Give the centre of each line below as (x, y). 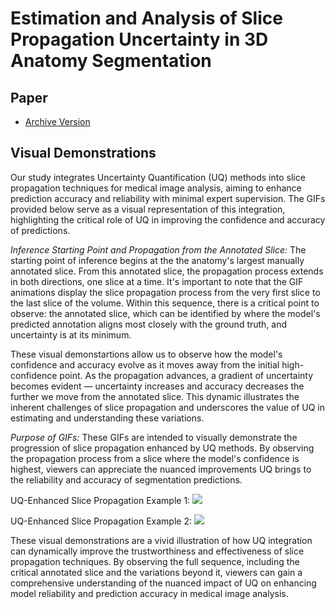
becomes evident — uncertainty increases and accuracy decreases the (157, 386)
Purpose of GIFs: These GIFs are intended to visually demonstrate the (154, 437)
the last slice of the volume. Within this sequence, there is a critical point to (165, 303)
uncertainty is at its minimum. (71, 334)
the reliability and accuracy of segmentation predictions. (126, 479)
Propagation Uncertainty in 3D (139, 39)
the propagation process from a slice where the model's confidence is (155, 458)
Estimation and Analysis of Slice (146, 18)
